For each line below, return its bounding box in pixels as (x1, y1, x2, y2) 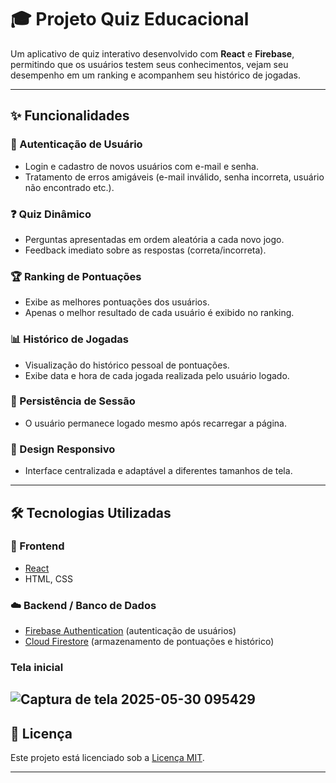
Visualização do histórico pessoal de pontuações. (24, 359, 230, 371)
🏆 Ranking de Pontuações (10, 269, 142, 283)
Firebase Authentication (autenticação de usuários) (24, 625, 237, 637)
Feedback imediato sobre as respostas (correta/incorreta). (24, 244, 267, 256)
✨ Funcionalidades (10, 107, 130, 125)
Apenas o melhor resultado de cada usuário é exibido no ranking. (24, 307, 295, 319)
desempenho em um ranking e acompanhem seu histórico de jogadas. (10, 69, 301, 81)
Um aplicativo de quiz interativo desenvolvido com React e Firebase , (10, 47, 295, 60)
